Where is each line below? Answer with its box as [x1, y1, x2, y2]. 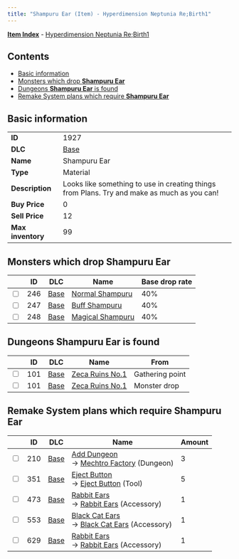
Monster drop [134, 380, 180, 390]
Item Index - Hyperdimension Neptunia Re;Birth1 [7, 30, 149, 38]
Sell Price [11, 211, 44, 221]
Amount [180, 437, 208, 447]
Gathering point [134, 369, 186, 379]
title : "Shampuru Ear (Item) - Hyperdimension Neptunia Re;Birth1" [7, 10, 212, 18]
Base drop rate [141, 277, 193, 287]
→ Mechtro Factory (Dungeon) [71, 458, 174, 468]
